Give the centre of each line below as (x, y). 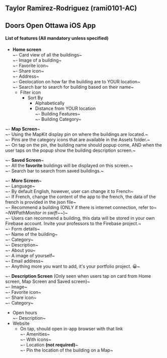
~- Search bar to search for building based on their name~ (73, 87)
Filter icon (30, 92)
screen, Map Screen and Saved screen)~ (48, 281)
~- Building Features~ (58, 113)
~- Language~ (20, 186)
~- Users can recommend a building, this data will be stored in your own (80, 218)
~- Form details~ (23, 228)
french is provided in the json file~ (41, 202)
